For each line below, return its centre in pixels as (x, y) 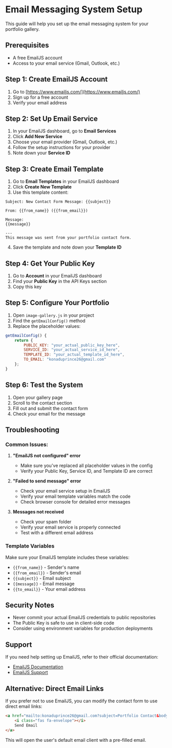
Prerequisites (27, 45)
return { (24, 340)
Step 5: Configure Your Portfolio (57, 303)
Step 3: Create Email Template (55, 169)
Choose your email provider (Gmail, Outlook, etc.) (65, 142)
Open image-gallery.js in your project (53, 315)
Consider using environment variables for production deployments (83, 628)
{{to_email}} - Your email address (49, 589)
